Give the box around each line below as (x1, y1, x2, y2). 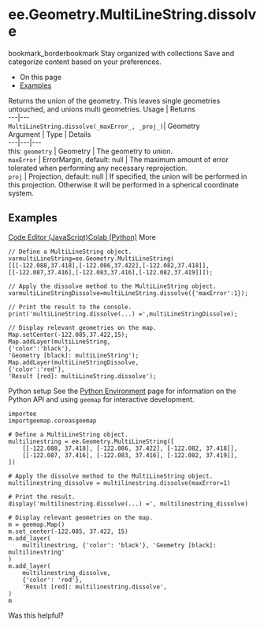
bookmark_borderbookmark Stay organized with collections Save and (8, 48, 235, 58)
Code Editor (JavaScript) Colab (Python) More (8, 232, 156, 242)
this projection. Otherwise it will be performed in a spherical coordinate (8, 180, 239, 189)
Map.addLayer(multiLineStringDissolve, (8, 358, 139, 366)
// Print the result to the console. (8, 303, 132, 311)
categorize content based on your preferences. (8, 57, 162, 66)
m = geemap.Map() (8, 520, 65, 528)
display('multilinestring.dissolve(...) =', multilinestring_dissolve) (8, 500, 248, 508)
